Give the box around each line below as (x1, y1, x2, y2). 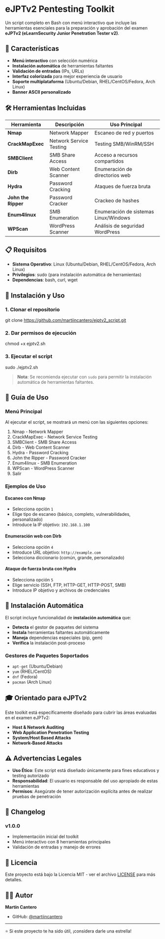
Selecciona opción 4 (12, 544, 54, 550)
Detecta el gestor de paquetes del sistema (12, 624, 99, 630)
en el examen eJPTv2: (5, 714, 50, 720)
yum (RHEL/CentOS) (12, 669, 52, 674)
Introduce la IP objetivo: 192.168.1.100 (12, 522, 90, 528)
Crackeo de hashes (94, 197, 139, 204)
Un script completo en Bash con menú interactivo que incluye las (5, 20, 137, 26)
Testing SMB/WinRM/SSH (94, 140, 154, 147)
